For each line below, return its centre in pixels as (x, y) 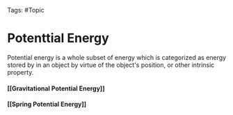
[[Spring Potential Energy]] (47, 105)
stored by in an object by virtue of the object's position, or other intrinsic (111, 65)
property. (21, 72)
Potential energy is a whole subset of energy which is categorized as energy (117, 57)
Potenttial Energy (58, 38)
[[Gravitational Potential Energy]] (56, 88)
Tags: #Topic (26, 10)
